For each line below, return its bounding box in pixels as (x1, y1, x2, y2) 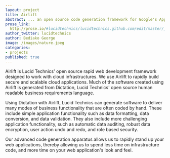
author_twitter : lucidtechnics (5, 31, 71, 36)
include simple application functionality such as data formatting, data (5, 110, 149, 116)
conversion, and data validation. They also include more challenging (5, 116, 147, 122)
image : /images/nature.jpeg (5, 41, 65, 46)
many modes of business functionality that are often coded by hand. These (5, 105, 162, 111)
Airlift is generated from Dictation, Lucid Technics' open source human (5, 85, 153, 91)
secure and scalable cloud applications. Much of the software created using (5, 79, 164, 85)
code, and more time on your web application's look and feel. (5, 147, 133, 153)
